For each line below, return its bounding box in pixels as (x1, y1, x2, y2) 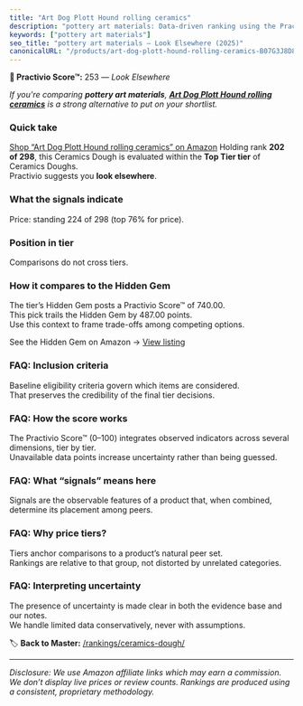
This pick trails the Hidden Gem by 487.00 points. (9, 309, 193, 321)
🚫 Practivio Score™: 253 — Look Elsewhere (9, 71, 170, 82)
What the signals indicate (9, 193, 124, 206)
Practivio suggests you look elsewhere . (9, 171, 158, 182)
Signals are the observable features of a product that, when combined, (9, 494, 272, 506)
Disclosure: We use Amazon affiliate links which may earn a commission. (9, 666, 282, 678)
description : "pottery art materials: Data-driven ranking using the (9, 22, 277, 31)
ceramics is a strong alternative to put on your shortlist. (9, 99, 218, 109)
